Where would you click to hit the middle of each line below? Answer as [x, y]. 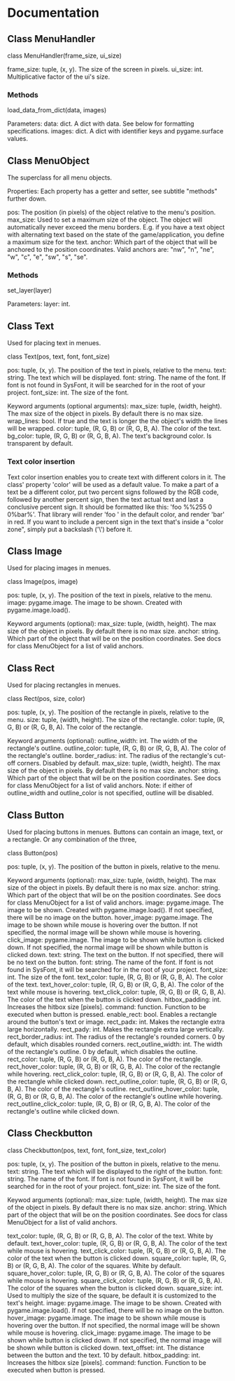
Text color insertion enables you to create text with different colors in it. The [116, 477]
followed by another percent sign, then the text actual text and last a [106, 499]
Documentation [54, 13]
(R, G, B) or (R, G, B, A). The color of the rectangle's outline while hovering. [115, 1096]
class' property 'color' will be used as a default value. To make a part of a [113, 484]
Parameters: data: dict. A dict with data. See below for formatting [101, 124]
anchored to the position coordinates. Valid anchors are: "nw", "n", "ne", [111, 250]
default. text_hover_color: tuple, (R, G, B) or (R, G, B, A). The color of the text [117, 1243]
